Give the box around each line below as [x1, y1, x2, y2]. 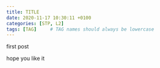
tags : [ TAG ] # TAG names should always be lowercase [6, 26, 155, 32]
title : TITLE [6, 9, 40, 15]
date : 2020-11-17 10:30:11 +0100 [6, 15, 92, 21]
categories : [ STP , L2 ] [6, 20, 64, 26]
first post [6, 43, 29, 50]
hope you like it [6, 55, 45, 62]
